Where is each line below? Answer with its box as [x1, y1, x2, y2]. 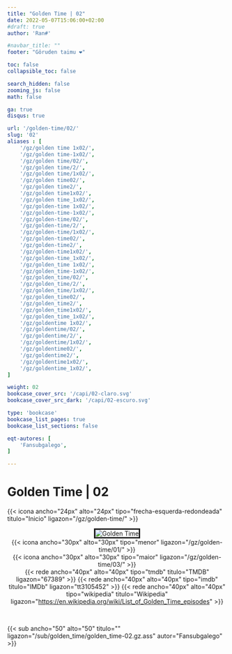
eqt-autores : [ [7, 435, 52, 442]
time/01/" [98, 545, 125, 554]
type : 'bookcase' [7, 409, 58, 416]
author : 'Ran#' [7, 29, 52, 37]
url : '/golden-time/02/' [7, 125, 79, 132]
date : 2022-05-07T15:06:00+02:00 [7, 17, 105, 24]
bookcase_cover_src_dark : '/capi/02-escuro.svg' [7, 397, 151, 404]
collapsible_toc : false [7, 68, 77, 75]
